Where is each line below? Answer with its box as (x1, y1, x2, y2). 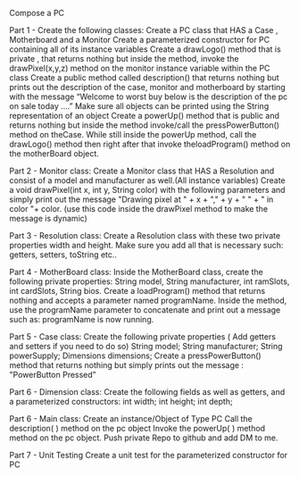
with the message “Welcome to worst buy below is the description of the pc (9, 91, 288, 102)
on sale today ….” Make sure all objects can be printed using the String (9, 101, 270, 111)
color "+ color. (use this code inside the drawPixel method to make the (9, 204, 269, 213)
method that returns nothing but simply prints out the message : (9, 360, 244, 370)
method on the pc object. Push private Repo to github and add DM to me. (9, 432, 278, 443)
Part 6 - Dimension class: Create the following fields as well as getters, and (9, 387, 286, 397)
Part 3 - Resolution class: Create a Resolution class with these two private (9, 230, 281, 240)
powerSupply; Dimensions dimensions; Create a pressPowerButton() (9, 350, 262, 361)
